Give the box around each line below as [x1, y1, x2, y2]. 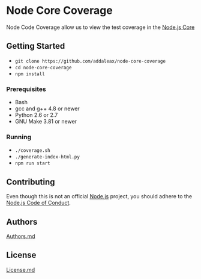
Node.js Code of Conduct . [6, 199, 71, 207]
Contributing [6, 177, 55, 187]
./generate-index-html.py [14, 154, 80, 160]
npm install [14, 71, 45, 77]
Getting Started [6, 41, 65, 51]
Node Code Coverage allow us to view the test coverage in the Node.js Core [6, 24, 195, 31]
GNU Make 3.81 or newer [14, 118, 77, 125]
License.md [6, 266, 35, 273]
